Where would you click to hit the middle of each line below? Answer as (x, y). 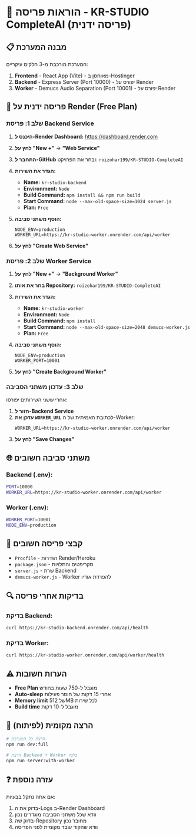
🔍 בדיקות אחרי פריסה (45, 596)
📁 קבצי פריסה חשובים (44, 543)
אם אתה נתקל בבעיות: (31, 797)
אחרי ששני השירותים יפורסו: (37, 400)
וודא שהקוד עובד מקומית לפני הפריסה (56, 827)
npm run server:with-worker (41, 760)
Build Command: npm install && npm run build (82, 195)
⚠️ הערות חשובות (36, 673)
